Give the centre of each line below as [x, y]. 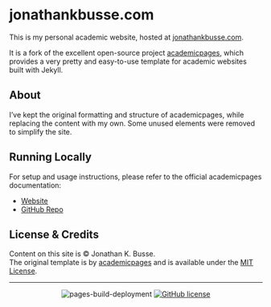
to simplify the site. [41, 131]
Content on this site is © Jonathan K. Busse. [82, 254]
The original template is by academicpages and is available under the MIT [131, 263]
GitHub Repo [42, 209]
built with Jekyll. [36, 69]
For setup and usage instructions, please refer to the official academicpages [135, 176]
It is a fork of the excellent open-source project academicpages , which [127, 52]
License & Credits [54, 234]
